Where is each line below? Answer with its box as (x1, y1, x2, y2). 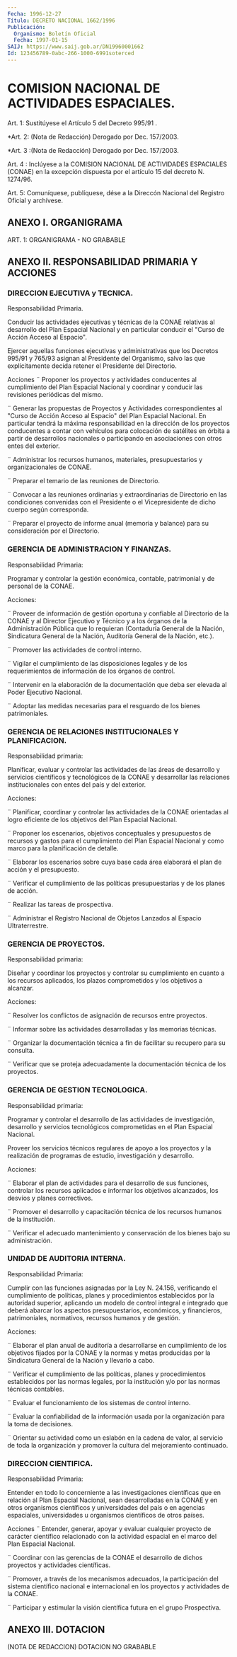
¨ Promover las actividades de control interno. (7, 645, 142, 654)
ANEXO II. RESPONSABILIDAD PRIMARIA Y (7, 256, 198, 268)
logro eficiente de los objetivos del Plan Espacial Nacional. (7, 815, 178, 824)
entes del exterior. (7, 441, 60, 450)
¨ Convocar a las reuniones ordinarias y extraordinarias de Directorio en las (7, 490, 228, 499)
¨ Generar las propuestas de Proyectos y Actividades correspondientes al (7, 404, 223, 412)
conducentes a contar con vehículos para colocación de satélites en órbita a (7, 427, 231, 435)
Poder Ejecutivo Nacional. (7, 688, 83, 696)
